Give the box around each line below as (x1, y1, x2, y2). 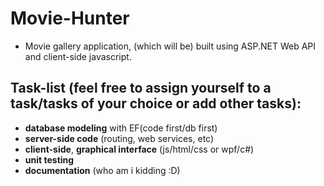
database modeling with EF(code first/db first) (24, 122, 218, 134)
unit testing (24, 153, 75, 166)
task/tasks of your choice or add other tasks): (10, 95, 302, 112)
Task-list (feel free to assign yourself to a (10, 80, 272, 97)
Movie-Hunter (10, 7, 130, 30)
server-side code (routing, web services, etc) (24, 132, 215, 144)
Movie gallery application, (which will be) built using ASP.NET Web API (24, 40, 317, 52)
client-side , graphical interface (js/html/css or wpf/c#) (24, 143, 255, 155)
